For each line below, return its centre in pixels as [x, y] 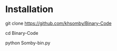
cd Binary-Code [22, 33]
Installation [29, 9]
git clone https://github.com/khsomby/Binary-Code [58, 23]
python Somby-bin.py [28, 43]
